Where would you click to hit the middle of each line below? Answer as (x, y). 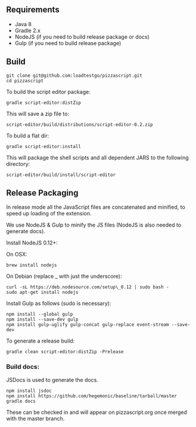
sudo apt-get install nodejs (42, 293)
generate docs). (26, 231)
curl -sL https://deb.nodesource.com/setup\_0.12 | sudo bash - (88, 287)
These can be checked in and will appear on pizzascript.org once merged (97, 412)
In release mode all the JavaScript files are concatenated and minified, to (96, 207)
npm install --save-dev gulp (42, 320)
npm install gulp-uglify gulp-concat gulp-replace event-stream (88, 325)
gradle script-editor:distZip (44, 103)
